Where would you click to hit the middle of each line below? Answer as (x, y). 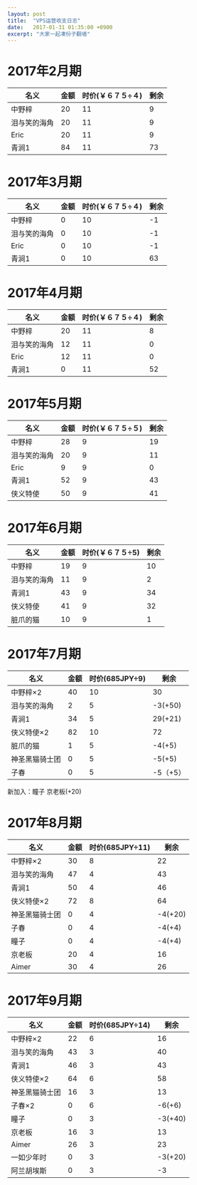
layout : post (27, 14)
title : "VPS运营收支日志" (44, 21)
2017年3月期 (44, 182)
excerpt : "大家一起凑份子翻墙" (49, 34)
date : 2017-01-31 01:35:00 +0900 (60, 27)
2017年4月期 (45, 293)
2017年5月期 (44, 404)
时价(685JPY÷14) (120, 1025)
